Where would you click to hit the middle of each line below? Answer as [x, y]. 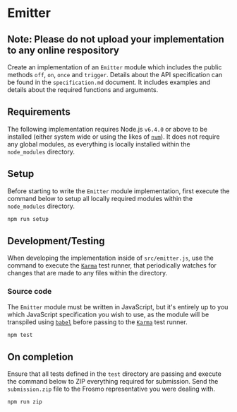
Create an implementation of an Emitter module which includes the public [115, 67]
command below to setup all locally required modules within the [100, 198]
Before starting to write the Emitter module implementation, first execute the [119, 191]
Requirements [39, 112]
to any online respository [63, 50]
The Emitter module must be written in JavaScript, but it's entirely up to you [118, 307]
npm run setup [28, 219]
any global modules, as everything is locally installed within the [99, 144]
